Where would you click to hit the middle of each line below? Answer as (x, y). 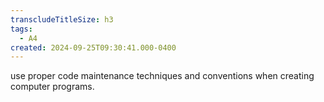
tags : (21, 29)
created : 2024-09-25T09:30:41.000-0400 (93, 47)
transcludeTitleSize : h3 (62, 19)
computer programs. (52, 87)
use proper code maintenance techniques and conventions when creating (162, 76)
